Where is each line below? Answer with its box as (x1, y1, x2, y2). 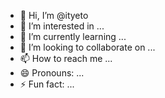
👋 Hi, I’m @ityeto (19, 10, 89, 21)
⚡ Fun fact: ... (19, 78, 75, 90)
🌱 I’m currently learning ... (19, 31, 127, 42)
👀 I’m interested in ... (19, 20, 105, 32)
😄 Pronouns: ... (19, 67, 85, 79)
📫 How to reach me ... (19, 53, 113, 64)
